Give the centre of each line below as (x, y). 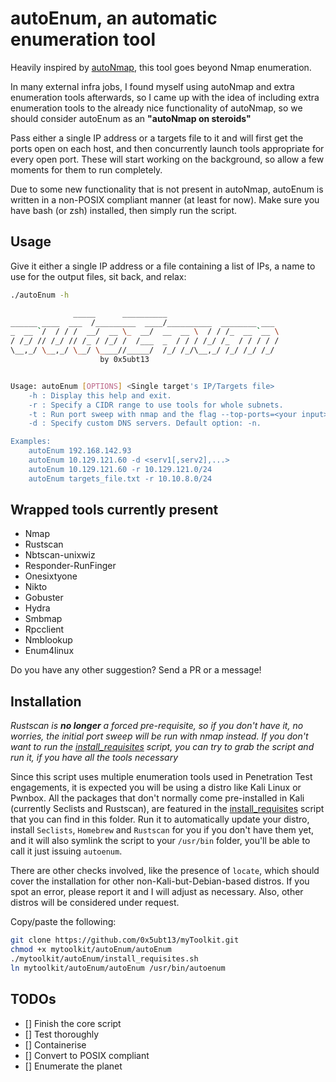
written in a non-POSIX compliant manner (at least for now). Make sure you (165, 199)
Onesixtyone (51, 576)
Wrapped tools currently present (114, 510)
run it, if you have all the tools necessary (94, 758)
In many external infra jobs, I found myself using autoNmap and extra (152, 86)
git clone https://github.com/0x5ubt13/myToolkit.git (125, 940)
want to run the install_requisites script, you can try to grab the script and (162, 747)
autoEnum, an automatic (114, 18)
